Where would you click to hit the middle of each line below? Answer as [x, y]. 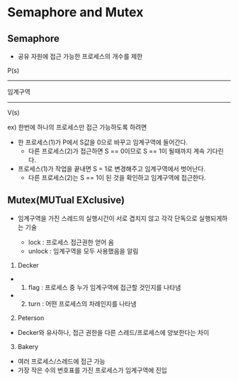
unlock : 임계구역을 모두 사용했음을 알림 [83, 251]
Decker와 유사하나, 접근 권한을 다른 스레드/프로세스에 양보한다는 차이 [113, 332]
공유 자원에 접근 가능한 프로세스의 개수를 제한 [80, 56]
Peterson [31, 318]
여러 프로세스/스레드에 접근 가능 [61, 361]
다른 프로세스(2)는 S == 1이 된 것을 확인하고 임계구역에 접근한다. [117, 177]
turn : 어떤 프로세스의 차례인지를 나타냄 [82, 303]
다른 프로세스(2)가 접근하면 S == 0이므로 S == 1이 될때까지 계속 [117, 151]
